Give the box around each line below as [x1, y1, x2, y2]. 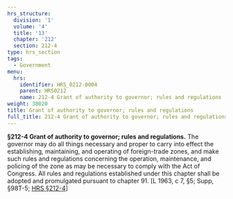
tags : [7, 55, 23, 62]
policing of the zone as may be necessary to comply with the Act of [7, 162, 200, 170]
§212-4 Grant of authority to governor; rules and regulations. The [7, 132, 199, 141]
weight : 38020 [7, 101, 49, 107]
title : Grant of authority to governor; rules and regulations [7, 107, 194, 114]
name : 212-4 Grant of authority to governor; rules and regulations [19, 94, 222, 101]
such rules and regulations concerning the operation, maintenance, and [7, 154, 212, 163]
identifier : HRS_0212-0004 [19, 81, 98, 88]
